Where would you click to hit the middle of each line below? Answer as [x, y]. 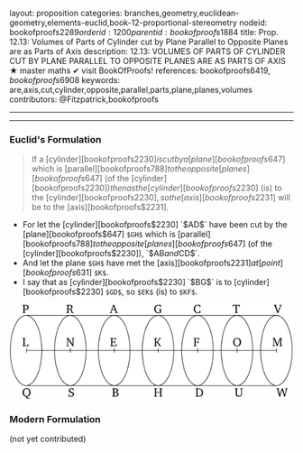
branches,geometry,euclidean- [182, 13]
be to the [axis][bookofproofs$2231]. [100, 208]
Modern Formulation [55, 419]
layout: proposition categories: [66, 13]
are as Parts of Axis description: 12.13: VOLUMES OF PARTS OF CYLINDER [147, 51]
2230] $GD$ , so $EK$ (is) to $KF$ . [139, 291]
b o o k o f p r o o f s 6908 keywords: [64, 80]
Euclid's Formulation [55, 139]
